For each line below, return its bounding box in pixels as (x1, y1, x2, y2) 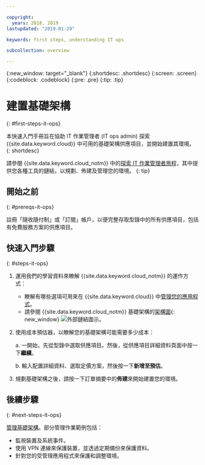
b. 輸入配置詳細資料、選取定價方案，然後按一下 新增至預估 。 (15, 362, 167, 369)
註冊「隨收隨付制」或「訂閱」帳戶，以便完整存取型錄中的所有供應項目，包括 (6, 216, 199, 223)
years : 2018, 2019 (12, 20, 59, 26)
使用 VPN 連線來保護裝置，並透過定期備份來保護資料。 (15, 444, 153, 452)
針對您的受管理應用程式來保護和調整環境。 (15, 452, 123, 459)
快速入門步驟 (6, 243, 55, 254)
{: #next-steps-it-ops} (6, 411, 62, 418)
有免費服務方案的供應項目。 (6, 223, 76, 230)
